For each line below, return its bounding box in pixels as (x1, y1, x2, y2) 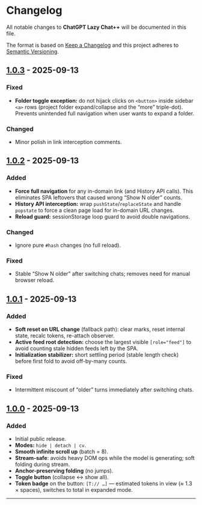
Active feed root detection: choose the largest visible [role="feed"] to (14, 338, 191, 345)
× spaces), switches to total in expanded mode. (14, 486, 133, 493)
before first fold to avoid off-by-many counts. (14, 357, 127, 364)
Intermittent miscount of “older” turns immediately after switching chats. (14, 386, 194, 393)
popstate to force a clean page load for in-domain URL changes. (14, 207, 174, 214)
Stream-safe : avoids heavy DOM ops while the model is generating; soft (14, 454, 195, 461)
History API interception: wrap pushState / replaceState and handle (14, 200, 182, 207)
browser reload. (14, 277, 55, 284)
